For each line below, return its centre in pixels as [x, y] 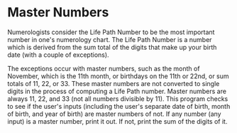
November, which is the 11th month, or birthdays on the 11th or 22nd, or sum [118, 76]
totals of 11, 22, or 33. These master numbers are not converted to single [114, 83]
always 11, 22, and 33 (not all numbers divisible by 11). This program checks [118, 99]
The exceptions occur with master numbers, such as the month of [104, 68]
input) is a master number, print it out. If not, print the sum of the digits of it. [117, 121]
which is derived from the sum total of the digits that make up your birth [112, 47]
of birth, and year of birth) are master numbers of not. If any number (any [114, 114]
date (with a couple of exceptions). [58, 55]
